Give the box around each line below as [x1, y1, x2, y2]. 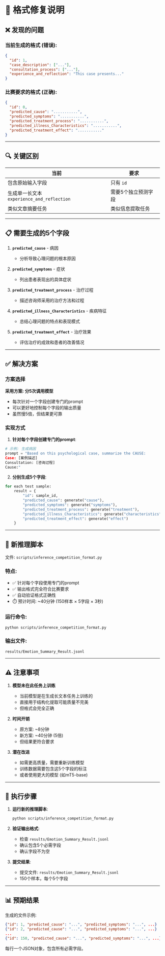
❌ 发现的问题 [5, 26, 44, 34]
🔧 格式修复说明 [5, 4, 65, 16]
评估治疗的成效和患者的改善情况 [19, 339, 84, 345]
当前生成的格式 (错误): [5, 41, 57, 48]
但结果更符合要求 [19, 738, 55, 744]
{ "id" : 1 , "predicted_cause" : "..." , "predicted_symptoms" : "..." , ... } [5, 922, 157, 927]
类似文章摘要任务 [7, 205, 48, 212]
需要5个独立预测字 [110, 188, 153, 195]
